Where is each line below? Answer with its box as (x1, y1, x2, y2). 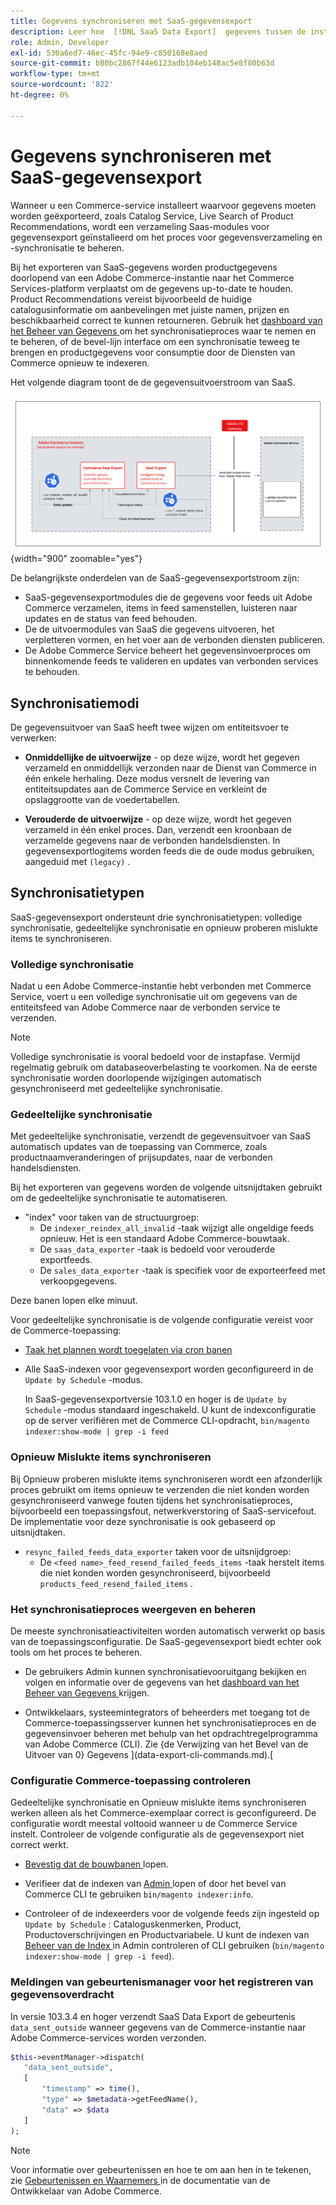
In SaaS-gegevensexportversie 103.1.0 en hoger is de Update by (24, 1393, 287, 1405)
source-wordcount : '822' (10, 80, 114, 90)
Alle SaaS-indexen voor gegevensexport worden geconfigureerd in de (24, 1363, 314, 1375)
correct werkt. (10, 1839, 69, 1851)
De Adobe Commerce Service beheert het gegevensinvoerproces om (24, 645, 311, 657)
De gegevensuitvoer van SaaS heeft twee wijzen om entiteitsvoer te (10, 721, 290, 733)
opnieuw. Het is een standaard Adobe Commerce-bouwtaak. (39, 1233, 290, 1245)
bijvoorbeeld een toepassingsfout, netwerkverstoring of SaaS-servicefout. (10, 1505, 317, 1517)
